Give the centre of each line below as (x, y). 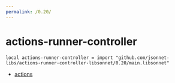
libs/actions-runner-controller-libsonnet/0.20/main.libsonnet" (87, 63)
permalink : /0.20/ (28, 12)
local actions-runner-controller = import (59, 58)
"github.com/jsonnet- (142, 58)
